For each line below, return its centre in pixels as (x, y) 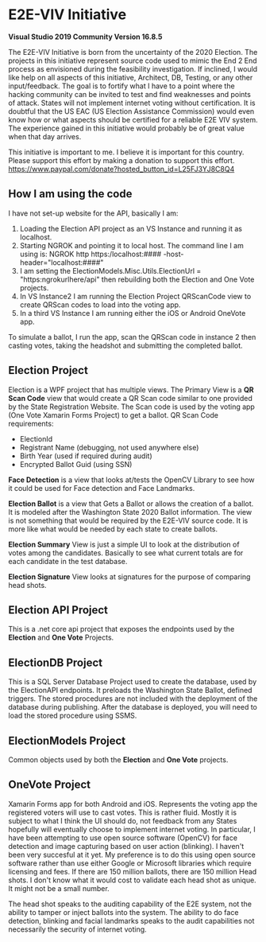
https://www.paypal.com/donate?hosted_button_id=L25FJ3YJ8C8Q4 (121, 169)
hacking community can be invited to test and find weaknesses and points (130, 94)
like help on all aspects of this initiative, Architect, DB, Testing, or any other (131, 77)
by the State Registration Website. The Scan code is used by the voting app (132, 407)
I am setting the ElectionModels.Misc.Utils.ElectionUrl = (110, 271)
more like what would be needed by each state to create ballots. (113, 529)
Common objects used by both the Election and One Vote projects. (118, 760)
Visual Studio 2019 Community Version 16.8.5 (85, 37)
